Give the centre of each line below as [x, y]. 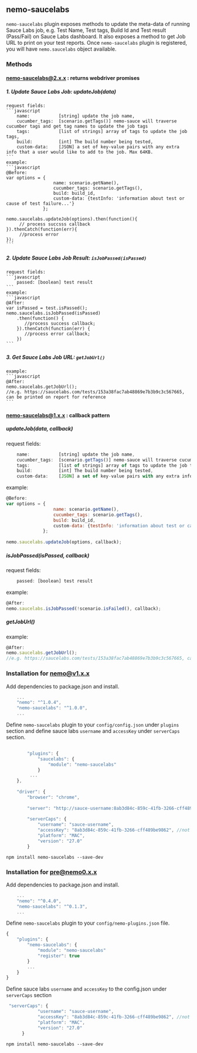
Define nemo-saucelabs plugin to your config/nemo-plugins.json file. [88, 923]
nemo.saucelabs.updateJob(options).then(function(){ [72, 219]
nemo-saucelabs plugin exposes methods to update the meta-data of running [98, 24]
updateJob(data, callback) [40, 428]
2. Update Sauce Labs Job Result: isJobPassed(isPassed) [77, 258]
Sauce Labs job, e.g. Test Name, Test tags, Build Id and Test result [86, 30]
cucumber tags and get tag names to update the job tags [77, 127]
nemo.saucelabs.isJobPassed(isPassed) [53, 313]
